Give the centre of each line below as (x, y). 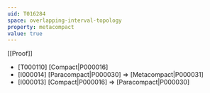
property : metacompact (41, 27)
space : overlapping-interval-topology (65, 20)
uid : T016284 (27, 14)
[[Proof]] (20, 54)
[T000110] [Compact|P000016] (63, 67)
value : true (25, 33)
